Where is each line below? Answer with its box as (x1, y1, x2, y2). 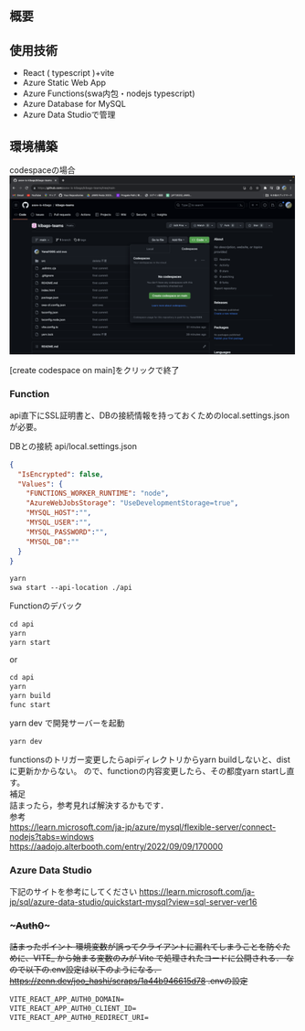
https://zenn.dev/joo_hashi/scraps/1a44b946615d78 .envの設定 (9, 975, 248, 986)
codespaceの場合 (9, 165, 76, 176)
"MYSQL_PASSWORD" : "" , (26, 527, 108, 537)
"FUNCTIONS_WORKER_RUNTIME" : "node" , (26, 489, 170, 499)
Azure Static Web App (22, 77, 107, 89)
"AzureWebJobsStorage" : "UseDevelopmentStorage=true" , (26, 499, 239, 508)
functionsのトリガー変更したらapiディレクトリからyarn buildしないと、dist (9, 754, 290, 766)
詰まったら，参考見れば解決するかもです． (9, 800, 169, 811)
